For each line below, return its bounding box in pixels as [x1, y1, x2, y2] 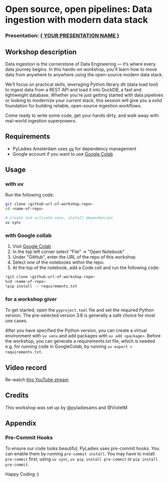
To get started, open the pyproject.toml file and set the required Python [5, 307, 154, 313]
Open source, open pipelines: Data [5, 4, 152, 15]
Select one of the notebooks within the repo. [12, 260, 105, 266]
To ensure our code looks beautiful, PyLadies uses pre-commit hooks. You [5, 445, 159, 451]
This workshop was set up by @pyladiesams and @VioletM [5, 404, 128, 410]
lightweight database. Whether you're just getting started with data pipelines [5, 92, 163, 98]
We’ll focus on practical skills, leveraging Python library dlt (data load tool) [5, 81, 158, 87]
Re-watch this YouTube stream [5, 377, 69, 383]
